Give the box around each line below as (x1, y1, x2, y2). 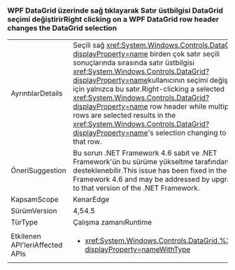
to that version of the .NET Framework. (73, 183, 200, 193)
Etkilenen (10, 231, 41, 241)
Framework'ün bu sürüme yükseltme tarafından (73, 157, 229, 167)
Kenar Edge (73, 195, 110, 205)
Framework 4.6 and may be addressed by (73, 175, 210, 184)
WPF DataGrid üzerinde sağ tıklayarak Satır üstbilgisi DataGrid (7, 6, 224, 15)
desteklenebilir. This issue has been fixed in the (73, 166, 227, 175)
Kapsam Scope (10, 195, 59, 205)
